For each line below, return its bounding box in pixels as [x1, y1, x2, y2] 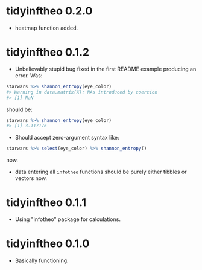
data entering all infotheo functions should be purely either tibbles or [14, 168, 187, 176]
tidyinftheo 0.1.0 [6, 237, 90, 251]
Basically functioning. [14, 257, 69, 264]
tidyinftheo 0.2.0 [6, 4, 93, 18]
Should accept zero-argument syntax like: [14, 134, 119, 141]
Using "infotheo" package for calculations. [14, 216, 121, 223]
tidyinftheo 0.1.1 [6, 196, 86, 210]
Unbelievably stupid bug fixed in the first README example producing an [14, 65, 197, 72]
